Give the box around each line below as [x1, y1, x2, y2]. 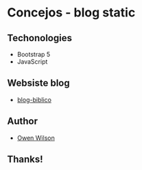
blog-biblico [16, 95, 51, 104]
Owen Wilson [16, 134, 55, 142]
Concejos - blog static [7, 5, 136, 21]
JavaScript [16, 58, 48, 66]
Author [7, 115, 38, 127]
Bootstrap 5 [16, 50, 51, 58]
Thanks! [7, 154, 43, 165]
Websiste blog [7, 77, 70, 89]
